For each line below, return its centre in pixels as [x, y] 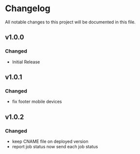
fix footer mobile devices [37, 102]
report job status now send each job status [55, 146]
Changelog [28, 9]
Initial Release [26, 62]
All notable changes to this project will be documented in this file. [70, 22]
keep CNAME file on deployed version [50, 141]
